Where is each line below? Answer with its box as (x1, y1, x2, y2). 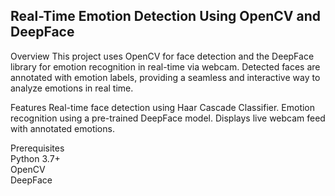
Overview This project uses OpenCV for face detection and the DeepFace (10, 50, 315, 62)
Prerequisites (10, 142, 65, 154)
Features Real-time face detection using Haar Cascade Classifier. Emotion (10, 101, 316, 113)
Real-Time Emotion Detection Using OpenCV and (10, 8, 321, 25)
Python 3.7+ (10, 152, 61, 164)
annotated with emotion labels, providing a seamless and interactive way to (10, 71, 321, 83)
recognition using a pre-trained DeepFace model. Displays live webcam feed (10, 112, 326, 124)
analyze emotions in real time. (10, 82, 134, 94)
